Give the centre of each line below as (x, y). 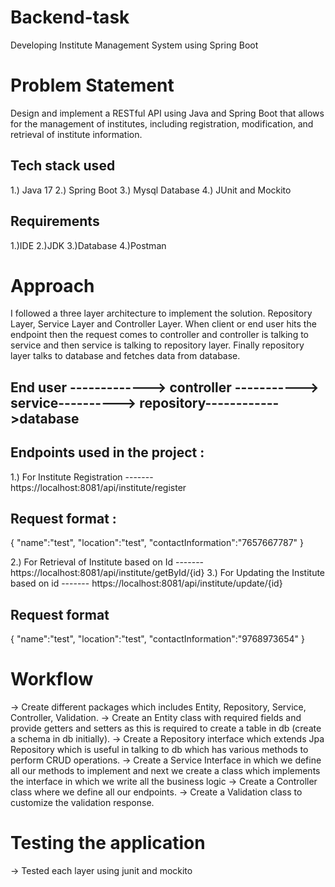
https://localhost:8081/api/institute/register (98, 487)
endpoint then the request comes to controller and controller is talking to (160, 335)
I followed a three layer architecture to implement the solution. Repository (161, 313)
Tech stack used (63, 166)
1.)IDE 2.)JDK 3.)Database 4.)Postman (88, 245)
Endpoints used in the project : (107, 452)
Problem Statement (92, 85)
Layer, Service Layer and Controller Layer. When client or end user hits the (163, 324)
